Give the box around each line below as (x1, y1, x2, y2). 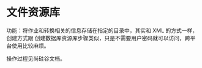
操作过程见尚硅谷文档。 (6, 55, 65, 62)
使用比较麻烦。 (11, 42, 50, 49)
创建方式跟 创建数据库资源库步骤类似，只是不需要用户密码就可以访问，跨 (6, 34, 190, 41)
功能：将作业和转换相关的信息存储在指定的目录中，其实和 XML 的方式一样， (6, 27, 198, 34)
